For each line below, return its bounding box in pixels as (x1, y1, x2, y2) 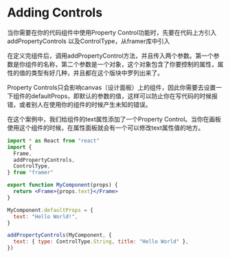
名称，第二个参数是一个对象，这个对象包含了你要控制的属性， (43, 60, 218, 68)
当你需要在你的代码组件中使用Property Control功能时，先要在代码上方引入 (7, 28, 217, 36)
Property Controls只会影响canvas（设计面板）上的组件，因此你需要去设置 (7, 83, 216, 91)
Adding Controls (7, 5, 103, 21)
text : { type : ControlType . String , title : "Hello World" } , (13, 238, 189, 245)
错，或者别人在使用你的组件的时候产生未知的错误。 (7, 100, 152, 108)
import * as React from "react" (7, 137, 100, 144)
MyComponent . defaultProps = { (7, 207, 94, 213)
